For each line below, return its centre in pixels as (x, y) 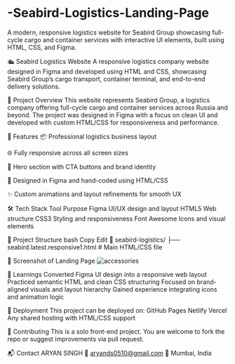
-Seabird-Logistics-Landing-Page (108, 13)
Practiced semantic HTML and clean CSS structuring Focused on (101, 282)
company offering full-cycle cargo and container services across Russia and (117, 108)
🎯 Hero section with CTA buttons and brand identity (82, 167)
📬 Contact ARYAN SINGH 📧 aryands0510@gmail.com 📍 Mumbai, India (109, 353)
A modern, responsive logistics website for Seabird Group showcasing (109, 32)
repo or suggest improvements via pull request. (76, 339)
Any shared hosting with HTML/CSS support (71, 318)
